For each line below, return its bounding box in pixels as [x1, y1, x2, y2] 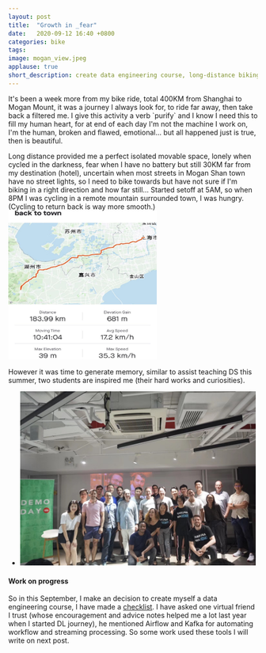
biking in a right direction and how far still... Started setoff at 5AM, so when [8, 184, 253, 194]
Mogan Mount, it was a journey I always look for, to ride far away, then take [8, 102, 253, 112]
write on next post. [8, 636, 70, 645]
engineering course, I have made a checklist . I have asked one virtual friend [8, 602, 255, 612]
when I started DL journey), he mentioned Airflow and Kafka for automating [8, 619, 253, 628]
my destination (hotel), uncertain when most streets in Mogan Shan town [8, 168, 245, 177]
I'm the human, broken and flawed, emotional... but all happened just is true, [8, 127, 256, 137]
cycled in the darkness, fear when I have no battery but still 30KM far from [8, 159, 251, 169]
